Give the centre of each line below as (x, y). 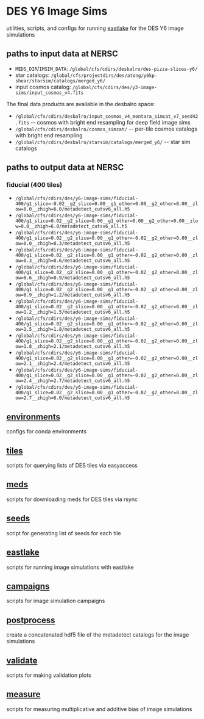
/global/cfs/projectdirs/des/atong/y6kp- (104, 75)
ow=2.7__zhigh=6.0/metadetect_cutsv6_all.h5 (72, 398)
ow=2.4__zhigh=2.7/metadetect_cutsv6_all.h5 (72, 381)
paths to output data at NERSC (65, 168)
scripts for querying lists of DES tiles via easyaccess (72, 466)
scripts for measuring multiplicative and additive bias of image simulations (99, 709)
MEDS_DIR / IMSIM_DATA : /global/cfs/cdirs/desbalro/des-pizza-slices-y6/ (106, 68)
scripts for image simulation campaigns (56, 601)
